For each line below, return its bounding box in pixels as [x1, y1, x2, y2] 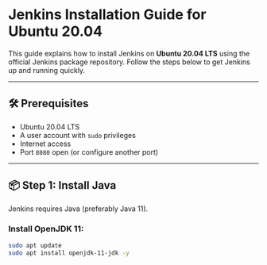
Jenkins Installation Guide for [8, 6, 207, 24]
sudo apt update [8, 241, 62, 249]
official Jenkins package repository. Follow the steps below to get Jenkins [8, 57, 250, 67]
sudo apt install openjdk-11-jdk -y [8, 248, 130, 257]
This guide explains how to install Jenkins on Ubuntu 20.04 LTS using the [8, 48, 250, 58]
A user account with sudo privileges [19, 130, 137, 140]
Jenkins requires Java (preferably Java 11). [8, 204, 149, 213]
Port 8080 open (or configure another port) [19, 147, 159, 156]
